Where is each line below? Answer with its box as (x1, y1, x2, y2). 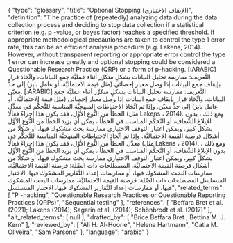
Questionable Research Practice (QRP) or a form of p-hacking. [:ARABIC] (8, 65, 217, 73)
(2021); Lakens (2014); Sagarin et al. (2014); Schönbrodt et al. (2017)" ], (8, 205, 212, 214)
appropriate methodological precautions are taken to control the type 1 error (8, 36, 225, 44)
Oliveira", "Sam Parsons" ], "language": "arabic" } (8, 228, 150, 236)
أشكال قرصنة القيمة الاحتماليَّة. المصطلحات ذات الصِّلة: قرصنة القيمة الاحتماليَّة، (8, 162, 210, 169)
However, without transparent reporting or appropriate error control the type (8, 50, 226, 58)
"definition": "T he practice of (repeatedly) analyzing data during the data (8, 13, 218, 22)
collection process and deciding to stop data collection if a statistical (8, 21, 204, 29)
